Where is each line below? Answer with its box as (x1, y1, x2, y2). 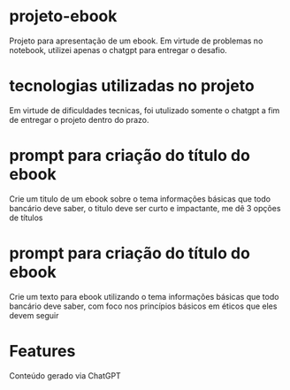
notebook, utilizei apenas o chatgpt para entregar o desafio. (9, 44, 227, 55)
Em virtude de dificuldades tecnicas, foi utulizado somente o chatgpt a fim (9, 104, 280, 116)
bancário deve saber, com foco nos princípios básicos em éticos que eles (9, 301, 278, 311)
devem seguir (9, 310, 59, 320)
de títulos (9, 212, 43, 223)
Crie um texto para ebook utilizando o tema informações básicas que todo (9, 291, 279, 302)
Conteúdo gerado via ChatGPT (9, 370, 121, 381)
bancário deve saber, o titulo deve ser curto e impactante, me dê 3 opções (9, 203, 281, 213)
